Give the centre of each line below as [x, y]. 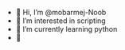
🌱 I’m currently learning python [66, 29]
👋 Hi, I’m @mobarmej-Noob [61, 12]
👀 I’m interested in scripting [61, 21]
